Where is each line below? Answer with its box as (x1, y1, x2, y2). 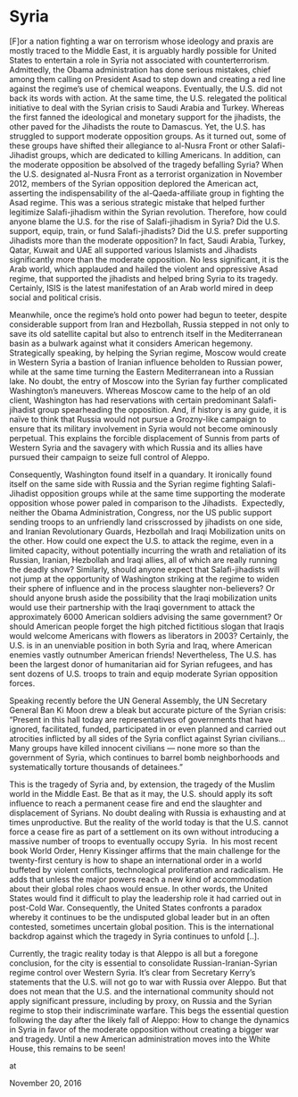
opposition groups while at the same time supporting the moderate (39, 488, 286, 498)
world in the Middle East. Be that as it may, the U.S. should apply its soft (9, 788, 273, 799)
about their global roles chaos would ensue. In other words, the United (9, 883, 269, 894)
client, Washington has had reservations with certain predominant (9, 395, 252, 406)
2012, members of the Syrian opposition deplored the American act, (9, 178, 259, 188)
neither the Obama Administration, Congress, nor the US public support (9, 507, 272, 517)
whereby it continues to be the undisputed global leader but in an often (9, 911, 270, 922)
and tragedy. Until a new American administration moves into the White (9, 1034, 270, 1044)
